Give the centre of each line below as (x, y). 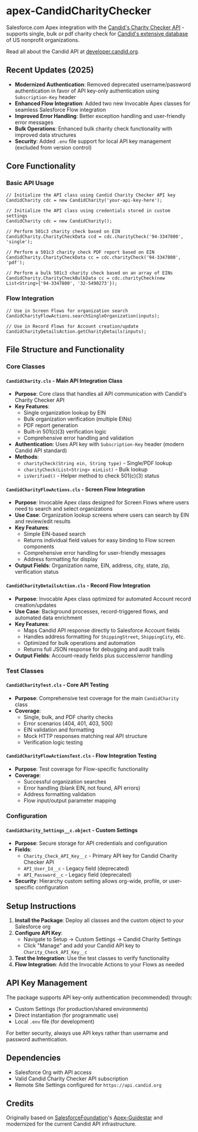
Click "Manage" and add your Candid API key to (82, 945)
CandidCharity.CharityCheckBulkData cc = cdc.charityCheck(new (86, 278)
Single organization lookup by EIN (65, 413)
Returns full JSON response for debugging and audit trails (94, 649)
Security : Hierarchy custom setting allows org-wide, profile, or (91, 881)
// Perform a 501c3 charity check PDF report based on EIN (80, 252)
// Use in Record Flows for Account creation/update (72, 326)
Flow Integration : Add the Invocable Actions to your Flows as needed (99, 964)
